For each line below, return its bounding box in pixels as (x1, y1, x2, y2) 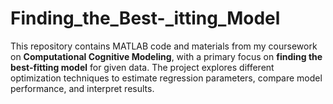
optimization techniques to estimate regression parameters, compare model (10, 72, 323, 84)
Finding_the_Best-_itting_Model (10, 7, 281, 30)
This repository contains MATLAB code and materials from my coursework (10, 40, 318, 52)
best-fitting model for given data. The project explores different (10, 61, 275, 73)
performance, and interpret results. (10, 82, 155, 94)
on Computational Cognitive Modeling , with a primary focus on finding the (10, 50, 323, 62)
